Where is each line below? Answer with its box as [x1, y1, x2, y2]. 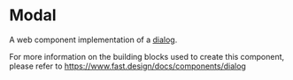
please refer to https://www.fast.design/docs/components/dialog [9, 61, 246, 71]
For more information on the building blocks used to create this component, [9, 51, 285, 62]
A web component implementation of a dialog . [9, 34, 178, 45]
